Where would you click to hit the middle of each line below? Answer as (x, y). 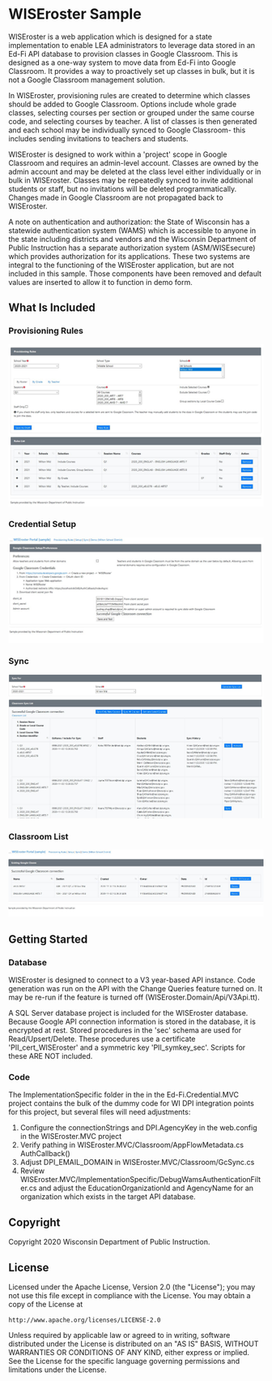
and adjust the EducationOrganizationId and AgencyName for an (146, 1188)
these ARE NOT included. (51, 1056)
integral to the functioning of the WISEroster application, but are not (121, 265)
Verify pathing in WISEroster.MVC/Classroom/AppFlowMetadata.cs (132, 1145)
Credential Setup (42, 524)
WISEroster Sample (75, 14)
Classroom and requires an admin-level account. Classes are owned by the (134, 162)
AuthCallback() (45, 1154)
